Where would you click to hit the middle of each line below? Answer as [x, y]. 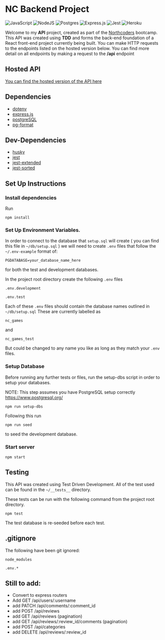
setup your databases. [28, 382]
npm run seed [19, 425]
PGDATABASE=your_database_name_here [43, 261]
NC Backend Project [47, 9]
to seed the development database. [41, 434]
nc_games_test [20, 339]
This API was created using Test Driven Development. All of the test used [80, 484]
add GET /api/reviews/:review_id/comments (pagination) [70, 622]
